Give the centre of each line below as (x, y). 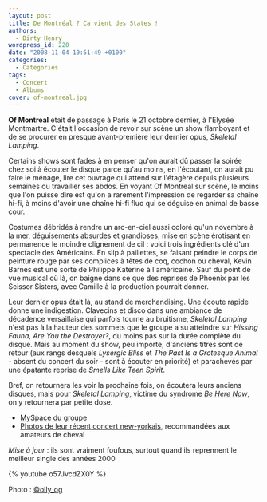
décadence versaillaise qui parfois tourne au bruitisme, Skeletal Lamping (128, 319)
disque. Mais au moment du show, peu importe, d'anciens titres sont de (126, 345)
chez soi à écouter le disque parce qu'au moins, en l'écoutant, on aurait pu (131, 169)
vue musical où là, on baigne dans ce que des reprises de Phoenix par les (130, 278)
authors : (23, 30)
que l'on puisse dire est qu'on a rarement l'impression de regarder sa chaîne (133, 195)
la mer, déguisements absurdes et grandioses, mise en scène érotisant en (130, 235)
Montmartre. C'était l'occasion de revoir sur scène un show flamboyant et (129, 128)
